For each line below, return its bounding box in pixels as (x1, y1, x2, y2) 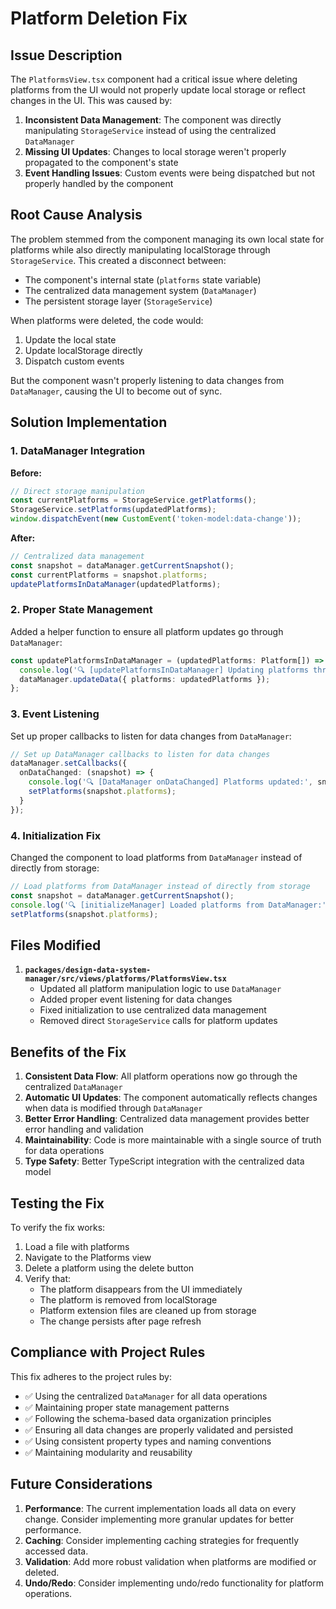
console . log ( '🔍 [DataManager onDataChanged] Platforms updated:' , (28, 777, 314, 787)
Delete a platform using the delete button (24, 1262, 195, 1274)
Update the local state (24, 333, 117, 346)
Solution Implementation (10, 414, 168, 431)
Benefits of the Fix (10, 1043, 127, 1061)
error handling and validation (24, 1123, 144, 1136)
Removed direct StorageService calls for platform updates (39, 1015, 278, 1027)
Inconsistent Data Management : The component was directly (24, 114, 282, 126)
